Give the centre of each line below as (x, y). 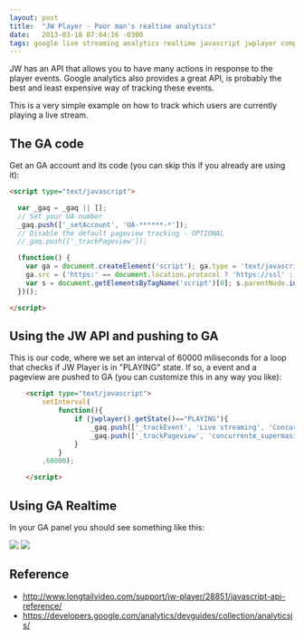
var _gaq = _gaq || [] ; (62, 208)
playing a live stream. (49, 115)
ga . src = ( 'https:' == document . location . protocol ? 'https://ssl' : (160, 275)
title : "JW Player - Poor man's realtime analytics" (113, 26)
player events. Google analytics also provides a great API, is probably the (146, 79)
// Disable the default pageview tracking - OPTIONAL (121, 233)
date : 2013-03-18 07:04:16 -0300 (76, 34)
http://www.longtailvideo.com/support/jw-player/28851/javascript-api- (154, 596)
